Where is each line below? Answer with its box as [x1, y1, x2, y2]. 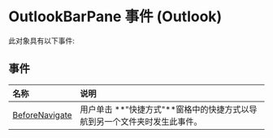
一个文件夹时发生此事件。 [104, 115, 202, 127]
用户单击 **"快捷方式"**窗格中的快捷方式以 [80, 103, 249, 114]
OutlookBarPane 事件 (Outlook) [8, 7, 223, 26]
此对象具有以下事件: [8, 36, 76, 45]
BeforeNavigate [12, 109, 72, 120]
